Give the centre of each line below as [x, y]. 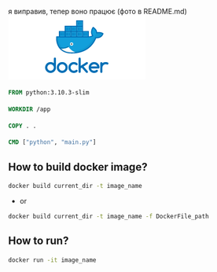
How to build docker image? [78, 167]
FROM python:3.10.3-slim [49, 93]
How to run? [39, 241]
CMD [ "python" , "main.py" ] [52, 142]
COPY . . [22, 126]
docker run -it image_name [52, 260]
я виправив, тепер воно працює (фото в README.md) [97, 11]
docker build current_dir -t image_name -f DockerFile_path [109, 216]
